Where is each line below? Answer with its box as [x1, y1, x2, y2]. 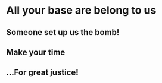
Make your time [6, 47, 66, 57]
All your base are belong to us [6, 4, 157, 17]
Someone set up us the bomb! [6, 27, 120, 37]
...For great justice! [6, 68, 79, 78]
